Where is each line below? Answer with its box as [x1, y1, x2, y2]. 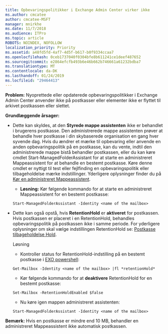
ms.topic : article [5, 36, 44, 41]
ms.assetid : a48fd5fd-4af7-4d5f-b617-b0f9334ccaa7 [5, 50, 114, 55]
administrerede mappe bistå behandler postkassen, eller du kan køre [12, 149, 155, 155]
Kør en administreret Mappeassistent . [12, 176, 91, 182]
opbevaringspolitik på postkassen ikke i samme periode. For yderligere [12, 221, 160, 227]
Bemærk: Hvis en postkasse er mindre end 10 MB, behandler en [5, 317, 139, 324]
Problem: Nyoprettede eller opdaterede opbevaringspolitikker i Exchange [5, 92, 158, 98]
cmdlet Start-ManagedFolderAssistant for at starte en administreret [12, 154, 152, 160]
